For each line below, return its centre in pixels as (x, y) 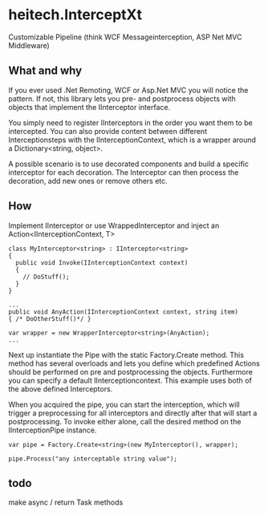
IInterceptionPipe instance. (53, 430)
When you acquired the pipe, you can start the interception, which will (124, 404)
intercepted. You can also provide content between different (108, 131)
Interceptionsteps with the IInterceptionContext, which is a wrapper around (132, 140)
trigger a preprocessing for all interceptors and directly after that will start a (133, 413)
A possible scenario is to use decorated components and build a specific (129, 164)
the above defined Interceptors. (61, 389)
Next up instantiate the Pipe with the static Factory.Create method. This (126, 355)
